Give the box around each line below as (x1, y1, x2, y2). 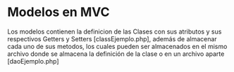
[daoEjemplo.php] (7, 57, 59, 65)
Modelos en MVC (7, 4, 110, 20)
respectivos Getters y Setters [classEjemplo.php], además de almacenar (7, 34, 217, 43)
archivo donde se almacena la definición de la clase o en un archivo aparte (7, 50, 225, 58)
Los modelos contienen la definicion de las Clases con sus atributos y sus (7, 27, 222, 36)
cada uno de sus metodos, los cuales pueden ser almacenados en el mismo (7, 42, 228, 50)
